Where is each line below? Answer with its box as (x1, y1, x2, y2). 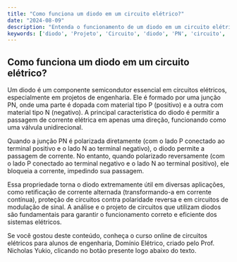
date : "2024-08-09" (7, 17, 65, 24)
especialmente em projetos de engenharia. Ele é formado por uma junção (7, 93, 221, 102)
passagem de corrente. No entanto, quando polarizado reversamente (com (7, 152, 226, 161)
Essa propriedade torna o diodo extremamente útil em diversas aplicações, (7, 180, 226, 189)
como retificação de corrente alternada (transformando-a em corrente (7, 188, 212, 196)
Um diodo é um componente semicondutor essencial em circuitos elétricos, (7, 86, 227, 94)
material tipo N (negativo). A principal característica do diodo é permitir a (7, 108, 220, 117)
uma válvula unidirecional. (7, 123, 83, 132)
